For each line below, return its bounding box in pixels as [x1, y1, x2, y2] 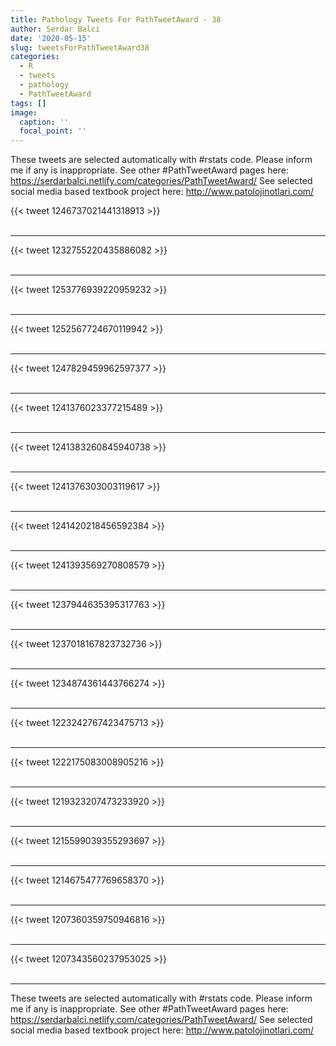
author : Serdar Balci [10, 24, 101, 34]
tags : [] [10, 98, 47, 108]
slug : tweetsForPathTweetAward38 [10, 42, 150, 53]
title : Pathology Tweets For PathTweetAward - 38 [10, 14, 222, 25]
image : [10, 107, 38, 118]
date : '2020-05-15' [10, 33, 92, 43]
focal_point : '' [19, 126, 87, 136]
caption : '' [19, 117, 70, 127]
